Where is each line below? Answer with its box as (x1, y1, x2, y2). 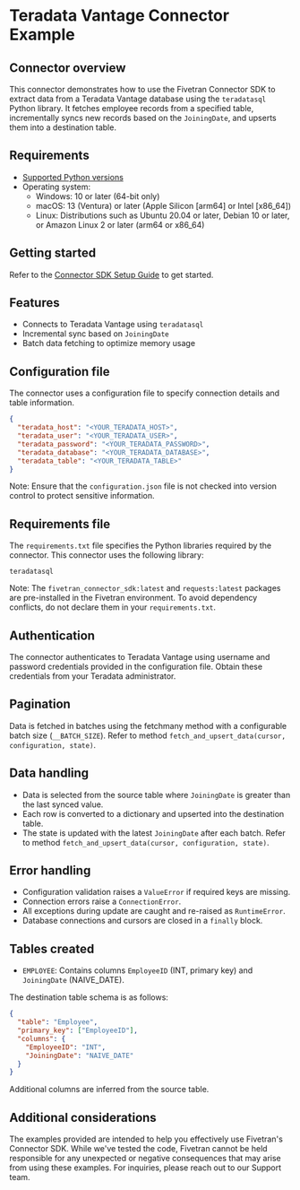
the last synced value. (21, 799, 104, 810)
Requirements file (9, 517, 111, 532)
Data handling (9, 766, 90, 781)
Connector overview (9, 60, 126, 75)
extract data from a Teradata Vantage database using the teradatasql (9, 93, 267, 104)
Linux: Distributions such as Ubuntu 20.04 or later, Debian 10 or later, (35, 210, 290, 221)
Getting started (9, 246, 97, 261)
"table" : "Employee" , (17, 1018, 99, 1027)
